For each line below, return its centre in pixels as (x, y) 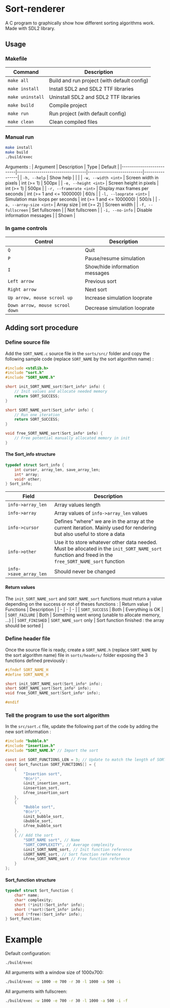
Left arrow (21, 281)
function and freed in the (83, 555)
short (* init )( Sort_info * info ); (50, 905)
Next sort (96, 289)
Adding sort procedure (42, 328)
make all (18, 80)
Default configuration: (28, 954)
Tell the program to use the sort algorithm (57, 715)
